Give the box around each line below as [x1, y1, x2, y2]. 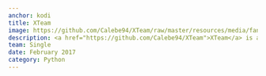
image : [8, 26, 30, 34]
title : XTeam [8, 19, 51, 27]
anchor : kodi [8, 11, 51, 20]
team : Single [8, 41, 51, 49]
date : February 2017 [8, 48, 77, 56]
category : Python [8, 56, 66, 64]
